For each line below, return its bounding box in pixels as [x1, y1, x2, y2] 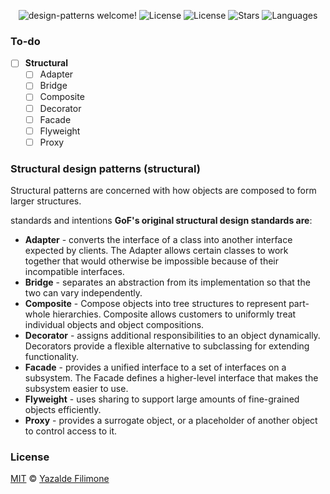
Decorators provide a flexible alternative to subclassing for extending [24, 340, 310, 352]
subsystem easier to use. [24, 383, 129, 395]
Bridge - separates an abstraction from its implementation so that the [24, 276, 311, 289]
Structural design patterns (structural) [10, 161, 201, 175]
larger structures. [10, 195, 82, 207]
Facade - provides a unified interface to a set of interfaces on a [24, 361, 287, 374]
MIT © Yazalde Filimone [10, 473, 110, 485]
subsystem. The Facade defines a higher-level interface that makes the [24, 372, 319, 384]
